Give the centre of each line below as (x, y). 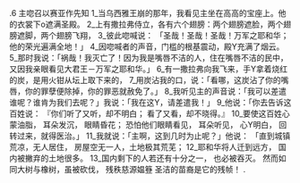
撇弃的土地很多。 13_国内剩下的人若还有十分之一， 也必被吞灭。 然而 (152, 158)
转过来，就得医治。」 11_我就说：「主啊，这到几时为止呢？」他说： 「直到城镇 (150, 136)
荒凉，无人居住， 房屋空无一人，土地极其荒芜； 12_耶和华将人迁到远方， (143, 147)
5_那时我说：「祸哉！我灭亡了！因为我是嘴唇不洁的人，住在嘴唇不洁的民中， (149, 58)
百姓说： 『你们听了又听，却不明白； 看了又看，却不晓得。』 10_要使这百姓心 (150, 113)
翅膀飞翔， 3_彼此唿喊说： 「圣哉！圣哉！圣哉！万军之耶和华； (172, 35)
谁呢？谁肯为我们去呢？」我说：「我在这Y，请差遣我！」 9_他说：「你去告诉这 (150, 102)
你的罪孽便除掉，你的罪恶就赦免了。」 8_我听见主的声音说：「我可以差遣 (155, 91)
